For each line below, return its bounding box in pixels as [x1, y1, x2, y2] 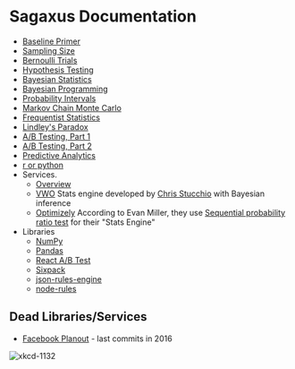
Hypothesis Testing [21, 64, 94, 75]
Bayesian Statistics [21, 73, 92, 84]
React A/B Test [35, 254, 91, 265]
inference [35, 197, 72, 208]
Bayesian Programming [21, 83, 109, 94]
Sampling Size [21, 45, 76, 56]
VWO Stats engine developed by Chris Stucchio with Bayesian [35, 188, 265, 199]
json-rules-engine [35, 273, 103, 284]
